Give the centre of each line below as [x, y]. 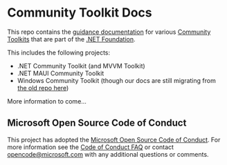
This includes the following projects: [59, 52]
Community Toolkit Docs [80, 13]
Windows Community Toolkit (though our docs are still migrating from [116, 80]
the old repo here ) [43, 88]
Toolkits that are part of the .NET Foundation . [72, 39]
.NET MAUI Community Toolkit [61, 73]
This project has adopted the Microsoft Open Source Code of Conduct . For [114, 139]
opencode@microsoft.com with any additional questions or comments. [108, 154]
